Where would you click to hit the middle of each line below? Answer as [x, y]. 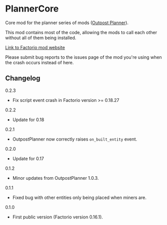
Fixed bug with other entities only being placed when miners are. [79, 197]
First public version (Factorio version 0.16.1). [58, 217]
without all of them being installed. [41, 38]
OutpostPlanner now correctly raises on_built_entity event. [75, 139]
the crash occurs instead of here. [40, 62]
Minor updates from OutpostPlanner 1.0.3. [56, 178]
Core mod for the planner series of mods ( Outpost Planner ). [67, 23]
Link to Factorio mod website [35, 47]
